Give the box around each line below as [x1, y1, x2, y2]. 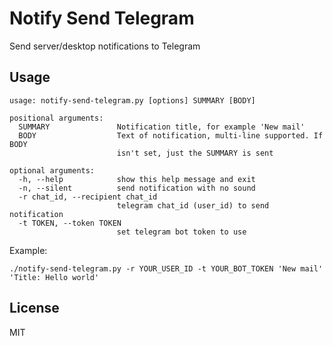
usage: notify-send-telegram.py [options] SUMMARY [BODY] [9, 95, 256, 106]
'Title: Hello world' [9, 272, 100, 282]
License [9, 300, 60, 317]
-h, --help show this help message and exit [18, 174, 256, 184]
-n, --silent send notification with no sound [18, 183, 256, 193]
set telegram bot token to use [116, 227, 247, 237]
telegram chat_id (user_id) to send [116, 200, 270, 211]
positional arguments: [9, 113, 104, 123]
